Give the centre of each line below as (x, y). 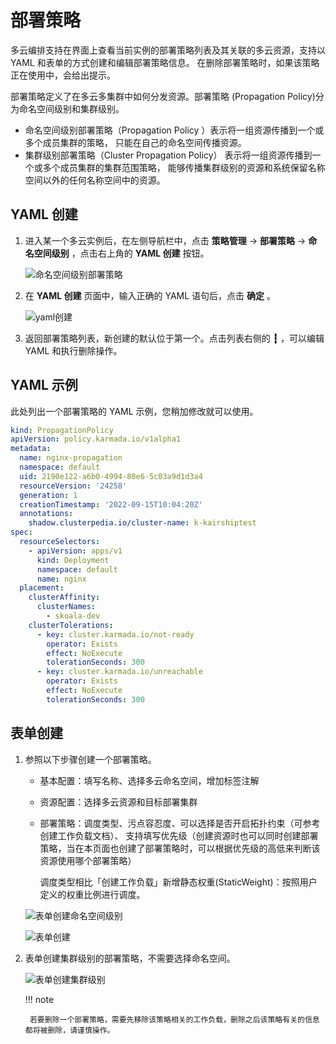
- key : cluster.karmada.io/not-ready (115, 634)
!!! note (39, 999)
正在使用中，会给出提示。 (63, 75)
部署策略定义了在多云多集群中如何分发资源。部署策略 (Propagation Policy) (163, 96)
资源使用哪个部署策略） (88, 860)
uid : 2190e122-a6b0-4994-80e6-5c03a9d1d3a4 (111, 476)
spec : (21, 532)
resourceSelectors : (60, 542)
